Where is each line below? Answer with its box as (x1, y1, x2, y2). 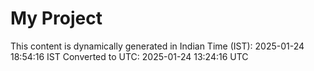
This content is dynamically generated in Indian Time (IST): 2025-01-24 (10, 40, 305, 52)
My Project (10, 7, 103, 30)
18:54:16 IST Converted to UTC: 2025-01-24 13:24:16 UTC (10, 50, 249, 62)
